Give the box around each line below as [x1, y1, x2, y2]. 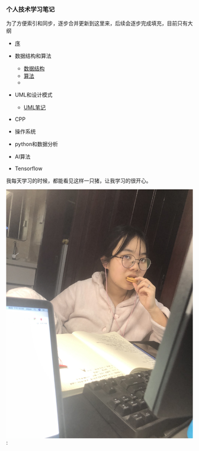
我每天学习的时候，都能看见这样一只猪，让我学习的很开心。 [6, 177, 152, 184]
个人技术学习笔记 [6, 5, 55, 13]
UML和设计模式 [14, 91, 53, 98]
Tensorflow [14, 165, 43, 172]
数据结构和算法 [14, 52, 52, 60]
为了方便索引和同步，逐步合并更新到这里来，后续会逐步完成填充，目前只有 [6, 20, 188, 27]
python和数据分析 [14, 140, 58, 148]
